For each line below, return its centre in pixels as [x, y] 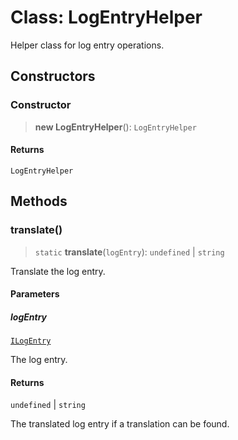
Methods [39, 201]
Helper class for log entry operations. [87, 45]
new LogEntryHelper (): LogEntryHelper [115, 127]
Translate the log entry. [58, 271]
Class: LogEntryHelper [106, 17]
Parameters [35, 294]
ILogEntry [31, 341]
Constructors [53, 76]
